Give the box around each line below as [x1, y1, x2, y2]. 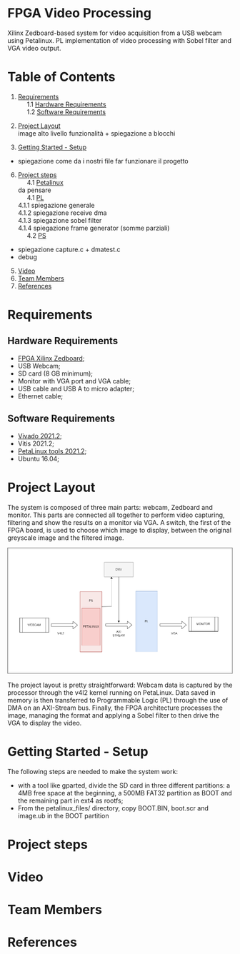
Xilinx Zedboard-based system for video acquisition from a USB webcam [7, 29, 222, 37]
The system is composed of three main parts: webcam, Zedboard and [7, 503, 213, 511]
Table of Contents [7, 69, 116, 85]
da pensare [17, 186, 51, 194]
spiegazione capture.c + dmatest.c [17, 245, 121, 253]
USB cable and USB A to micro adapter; [17, 384, 134, 393]
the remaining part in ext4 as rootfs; [17, 796, 124, 805]
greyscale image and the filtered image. [7, 533, 124, 542]
